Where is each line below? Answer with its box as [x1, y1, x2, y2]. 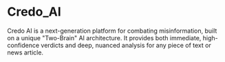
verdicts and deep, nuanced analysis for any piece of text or [41, 41, 211, 49]
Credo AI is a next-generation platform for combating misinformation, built [7, 27, 217, 35]
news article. [7, 48, 43, 57]
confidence [7, 41, 40, 49]
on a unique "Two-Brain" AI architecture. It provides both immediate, [7, 33, 202, 42]
